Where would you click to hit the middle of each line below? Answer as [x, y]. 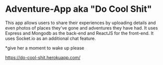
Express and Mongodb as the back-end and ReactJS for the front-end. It [80, 33]
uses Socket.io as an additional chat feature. [50, 38]
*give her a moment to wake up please [45, 48]
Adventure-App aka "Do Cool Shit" [79, 9]
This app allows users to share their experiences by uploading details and [81, 23]
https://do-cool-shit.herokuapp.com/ [43, 57]
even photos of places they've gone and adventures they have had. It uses [81, 28]
